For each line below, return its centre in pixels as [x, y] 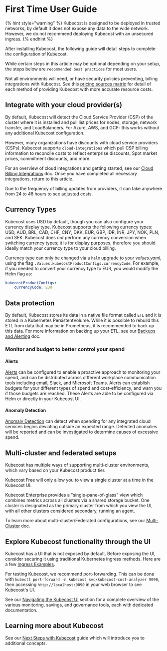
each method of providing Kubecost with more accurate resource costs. [79, 89]
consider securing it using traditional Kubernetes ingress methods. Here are [83, 559]
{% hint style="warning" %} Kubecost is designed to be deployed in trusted [83, 23]
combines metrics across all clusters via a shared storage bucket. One [77, 500]
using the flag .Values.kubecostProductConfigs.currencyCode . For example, [82, 263]
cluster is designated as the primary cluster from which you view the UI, [79, 506]
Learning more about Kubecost [54, 626]
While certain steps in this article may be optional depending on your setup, [83, 63]
